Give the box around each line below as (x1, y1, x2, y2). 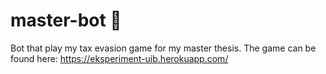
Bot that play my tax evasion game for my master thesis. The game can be (10, 42, 317, 54)
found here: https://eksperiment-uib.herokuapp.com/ (10, 52, 229, 64)
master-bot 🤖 (10, 9, 122, 32)
